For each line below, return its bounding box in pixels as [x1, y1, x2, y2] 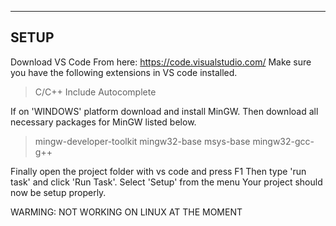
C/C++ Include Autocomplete [34, 86, 157, 98]
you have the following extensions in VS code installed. [10, 66, 238, 78]
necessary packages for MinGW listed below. [10, 116, 197, 128]
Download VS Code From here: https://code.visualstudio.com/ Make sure [10, 56, 312, 68]
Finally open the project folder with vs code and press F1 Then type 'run [10, 165, 307, 177]
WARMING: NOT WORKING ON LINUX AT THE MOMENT [10, 206, 243, 218]
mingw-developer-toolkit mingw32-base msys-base [34, 135, 251, 147]
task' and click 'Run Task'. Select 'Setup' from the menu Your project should [10, 176, 323, 188]
